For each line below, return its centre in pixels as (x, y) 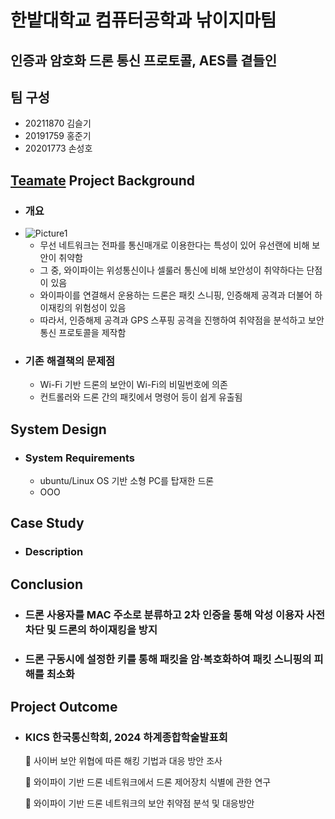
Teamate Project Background (103, 180)
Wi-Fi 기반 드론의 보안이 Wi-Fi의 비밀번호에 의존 (133, 385)
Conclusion (47, 584)
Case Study (47, 523)
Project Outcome (64, 707)
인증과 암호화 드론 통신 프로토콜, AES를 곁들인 (144, 60)
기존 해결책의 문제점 (70, 361)
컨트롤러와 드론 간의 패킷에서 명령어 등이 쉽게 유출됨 (141, 397)
